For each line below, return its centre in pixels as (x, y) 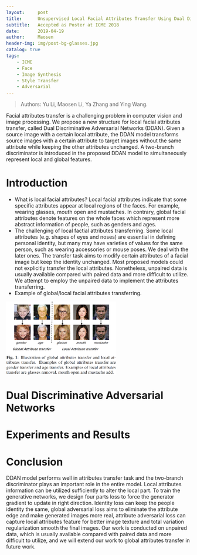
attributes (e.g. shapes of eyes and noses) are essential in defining (95, 237)
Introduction (37, 183)
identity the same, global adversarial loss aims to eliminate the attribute (92, 509)
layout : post (27, 12)
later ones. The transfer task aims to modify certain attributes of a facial (101, 256)
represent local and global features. (49, 159)
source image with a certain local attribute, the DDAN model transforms (92, 135)
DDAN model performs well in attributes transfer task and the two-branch (95, 478)
